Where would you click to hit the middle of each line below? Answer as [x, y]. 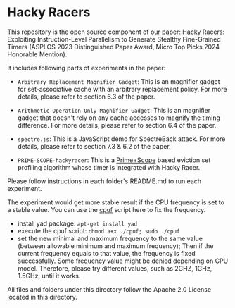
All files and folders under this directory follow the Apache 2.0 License [109, 289]
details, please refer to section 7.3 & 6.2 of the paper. [94, 146]
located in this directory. [42, 297]
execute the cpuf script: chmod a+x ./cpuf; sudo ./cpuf [99, 230]
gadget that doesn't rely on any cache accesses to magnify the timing [119, 118]
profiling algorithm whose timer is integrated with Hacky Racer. [109, 167]
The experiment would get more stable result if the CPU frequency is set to [116, 202]
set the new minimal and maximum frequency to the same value [110, 238]
